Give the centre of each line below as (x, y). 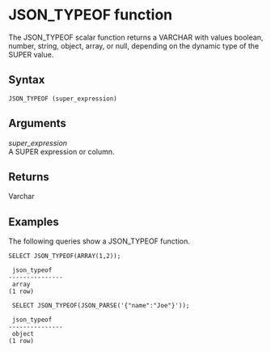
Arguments (38, 123)
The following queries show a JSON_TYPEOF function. (99, 241)
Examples (34, 221)
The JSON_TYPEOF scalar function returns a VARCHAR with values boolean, (136, 37)
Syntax (27, 80)
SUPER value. (31, 54)
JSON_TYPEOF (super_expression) (63, 99)
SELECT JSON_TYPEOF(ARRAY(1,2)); (65, 257)
